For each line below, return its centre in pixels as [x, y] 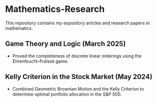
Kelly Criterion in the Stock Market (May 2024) [79, 77]
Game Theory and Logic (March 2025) [65, 44]
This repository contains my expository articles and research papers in [78, 23]
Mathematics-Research [55, 9]
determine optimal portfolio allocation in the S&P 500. [67, 94]
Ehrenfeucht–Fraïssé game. [40, 61]
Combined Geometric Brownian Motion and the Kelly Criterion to [78, 89]
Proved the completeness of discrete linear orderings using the [77, 56]
